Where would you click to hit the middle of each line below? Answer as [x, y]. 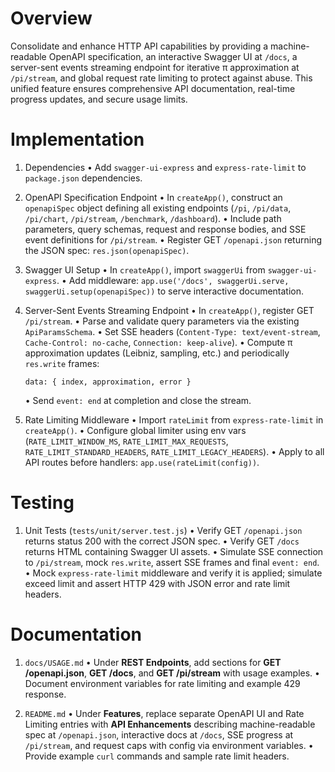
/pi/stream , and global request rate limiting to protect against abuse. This [161, 78]
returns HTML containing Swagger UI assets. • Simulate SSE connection [174, 551]
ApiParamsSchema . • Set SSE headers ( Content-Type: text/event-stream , [172, 331]
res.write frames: [62, 363]
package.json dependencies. [83, 178]
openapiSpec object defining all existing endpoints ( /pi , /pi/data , [158, 208]
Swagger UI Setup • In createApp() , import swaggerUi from [145, 269]
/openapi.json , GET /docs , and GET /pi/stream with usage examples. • [172, 673]
